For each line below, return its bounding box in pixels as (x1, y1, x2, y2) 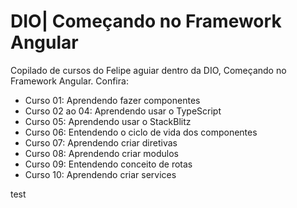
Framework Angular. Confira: (10, 75, 129, 87)
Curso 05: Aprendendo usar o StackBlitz (24, 115, 192, 127)
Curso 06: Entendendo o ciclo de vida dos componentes (24, 126, 258, 138)
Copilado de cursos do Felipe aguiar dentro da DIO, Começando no (10, 64, 287, 76)
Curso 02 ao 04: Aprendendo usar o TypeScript (24, 105, 222, 117)
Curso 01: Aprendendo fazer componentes (24, 94, 201, 106)
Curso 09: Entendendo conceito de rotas (24, 158, 193, 170)
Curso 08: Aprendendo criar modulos (24, 147, 179, 159)
